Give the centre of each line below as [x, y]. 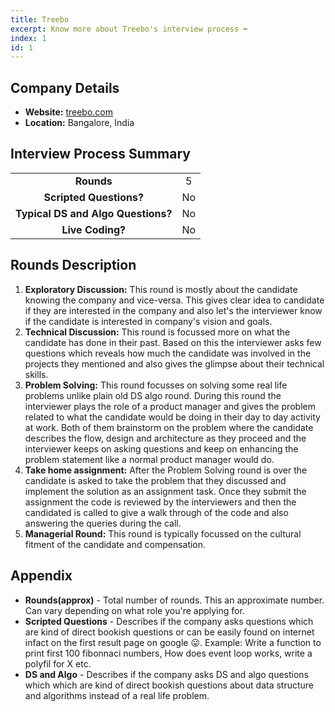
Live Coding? [94, 229]
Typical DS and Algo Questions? [94, 213]
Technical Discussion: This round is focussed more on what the [157, 332]
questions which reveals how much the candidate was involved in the [168, 353]
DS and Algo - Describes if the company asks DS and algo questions [166, 674]
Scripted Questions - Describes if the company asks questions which [169, 621]
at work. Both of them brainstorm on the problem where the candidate [169, 427]
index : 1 [28, 38]
